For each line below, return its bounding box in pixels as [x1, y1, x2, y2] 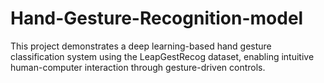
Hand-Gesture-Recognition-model [10, 7, 304, 30]
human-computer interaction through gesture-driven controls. [10, 61, 266, 73]
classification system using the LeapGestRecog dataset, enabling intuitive [10, 50, 315, 62]
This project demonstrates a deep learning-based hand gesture [10, 40, 272, 52]
